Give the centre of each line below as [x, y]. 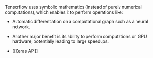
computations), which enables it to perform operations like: [64, 12]
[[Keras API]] [25, 51]
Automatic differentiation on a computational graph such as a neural [80, 22]
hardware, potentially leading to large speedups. [60, 41]
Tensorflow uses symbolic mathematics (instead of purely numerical [73, 7]
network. [21, 27]
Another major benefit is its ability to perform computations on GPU [79, 36]
